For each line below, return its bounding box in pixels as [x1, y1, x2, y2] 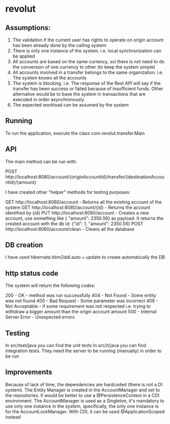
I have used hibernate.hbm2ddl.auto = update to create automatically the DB [5, 254, 165, 260]
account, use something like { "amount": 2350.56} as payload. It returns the [5, 215, 164, 221]
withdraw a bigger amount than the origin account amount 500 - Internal [5, 309, 157, 315]
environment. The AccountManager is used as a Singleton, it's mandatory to [5, 397, 164, 404]
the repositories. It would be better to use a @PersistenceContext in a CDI [5, 392, 160, 398]
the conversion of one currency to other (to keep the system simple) [12, 64, 156, 70]
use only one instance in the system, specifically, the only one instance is [5, 403, 159, 409]
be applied [12, 53, 35, 59]
